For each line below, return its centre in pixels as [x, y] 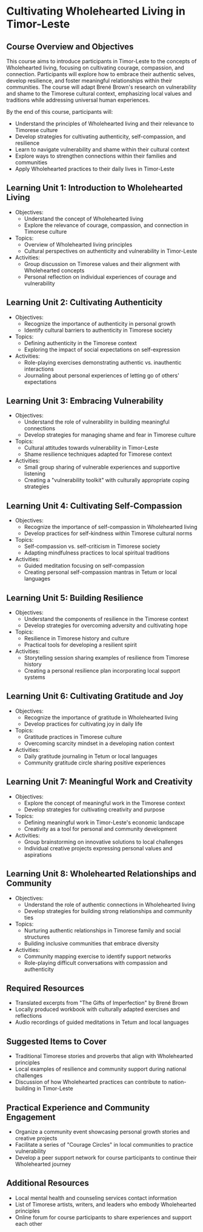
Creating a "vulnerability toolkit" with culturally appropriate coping [107, 480]
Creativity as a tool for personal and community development [101, 828]
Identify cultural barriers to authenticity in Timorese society [98, 330]
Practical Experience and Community [78, 1108]
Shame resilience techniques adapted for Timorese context [98, 454]
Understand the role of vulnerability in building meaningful [97, 422]
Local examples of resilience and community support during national [101, 1069]
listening [35, 474]
